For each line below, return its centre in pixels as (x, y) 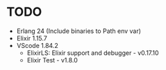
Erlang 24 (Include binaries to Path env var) (79, 31)
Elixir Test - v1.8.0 (52, 60)
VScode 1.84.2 (37, 45)
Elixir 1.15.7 (32, 38)
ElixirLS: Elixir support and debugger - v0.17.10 (93, 53)
